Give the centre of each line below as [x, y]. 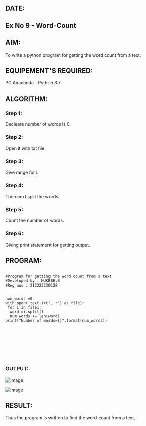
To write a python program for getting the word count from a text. [73, 55]
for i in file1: [25, 308]
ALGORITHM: [27, 99]
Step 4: [14, 185]
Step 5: [14, 209]
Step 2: [14, 137]
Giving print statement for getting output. [48, 245]
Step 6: [14, 233]
